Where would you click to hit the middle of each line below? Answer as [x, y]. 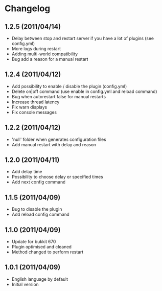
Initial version [25, 284]
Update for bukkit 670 [34, 242]
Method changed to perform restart [47, 252]
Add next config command [38, 182]
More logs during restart [36, 49]
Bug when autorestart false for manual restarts [59, 96]
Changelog [27, 9]
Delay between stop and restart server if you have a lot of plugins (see [83, 38]
